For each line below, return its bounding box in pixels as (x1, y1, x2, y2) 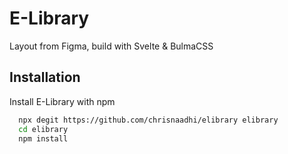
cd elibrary (18, 124, 69, 134)
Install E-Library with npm (9, 95, 116, 107)
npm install (18, 133, 69, 144)
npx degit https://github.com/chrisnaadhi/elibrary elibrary (18, 115, 279, 125)
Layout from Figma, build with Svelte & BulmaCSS (9, 40, 214, 52)
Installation (9, 69, 81, 86)
